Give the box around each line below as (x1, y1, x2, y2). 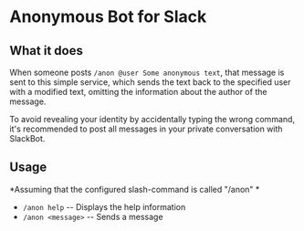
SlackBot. (9, 133, 46, 143)
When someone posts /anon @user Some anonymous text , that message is (9, 67, 285, 78)
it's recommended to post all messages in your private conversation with (9, 123, 283, 134)
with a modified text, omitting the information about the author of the (9, 87, 267, 97)
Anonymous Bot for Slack (9, 6, 207, 27)
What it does (9, 43, 84, 58)
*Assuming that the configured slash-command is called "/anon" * (9, 184, 260, 194)
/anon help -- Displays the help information (22, 201, 186, 212)
